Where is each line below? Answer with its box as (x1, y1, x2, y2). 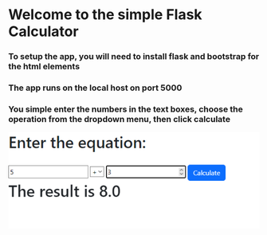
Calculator (8, 22, 79, 41)
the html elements (8, 61, 80, 72)
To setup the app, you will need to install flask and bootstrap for (8, 51, 260, 62)
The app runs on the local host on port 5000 (8, 82, 183, 93)
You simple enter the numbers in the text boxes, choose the (8, 104, 243, 115)
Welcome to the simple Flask (8, 6, 202, 24)
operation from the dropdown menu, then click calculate (8, 113, 231, 124)
